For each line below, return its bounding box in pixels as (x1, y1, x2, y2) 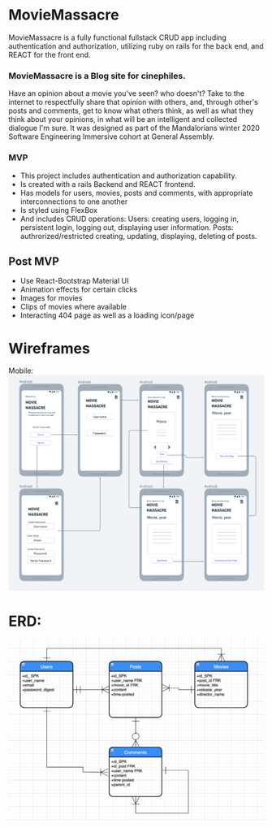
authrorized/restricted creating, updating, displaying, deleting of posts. (19, 231, 257, 241)
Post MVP (8, 254, 59, 268)
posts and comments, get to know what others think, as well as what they (8, 106, 254, 115)
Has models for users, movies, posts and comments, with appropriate (19, 188, 253, 197)
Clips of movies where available (19, 302, 127, 312)
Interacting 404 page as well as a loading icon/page (19, 310, 195, 320)
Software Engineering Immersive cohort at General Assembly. (8, 132, 215, 141)
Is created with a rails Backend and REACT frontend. (19, 179, 196, 189)
